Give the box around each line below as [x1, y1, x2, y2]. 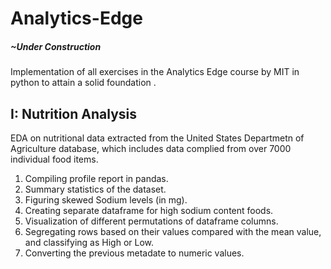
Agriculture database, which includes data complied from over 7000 [10, 142, 292, 154]
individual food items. [10, 153, 99, 165]
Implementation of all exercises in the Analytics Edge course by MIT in [10, 66, 300, 78]
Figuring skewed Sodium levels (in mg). [24, 193, 188, 206]
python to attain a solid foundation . [10, 77, 157, 89]
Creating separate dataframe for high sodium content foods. [24, 204, 274, 216]
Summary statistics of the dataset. [24, 183, 167, 195]
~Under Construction [10, 40, 102, 52]
